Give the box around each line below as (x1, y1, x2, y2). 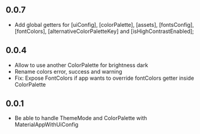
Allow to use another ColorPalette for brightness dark (14, 61, 148, 69)
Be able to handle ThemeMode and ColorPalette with (14, 115, 147, 122)
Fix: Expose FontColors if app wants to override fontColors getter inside (14, 74, 195, 82)
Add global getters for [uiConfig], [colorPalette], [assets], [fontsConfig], (14, 21, 195, 28)
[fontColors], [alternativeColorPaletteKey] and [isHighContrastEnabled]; (14, 27, 195, 35)
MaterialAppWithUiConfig (14, 121, 78, 129)
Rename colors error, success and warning (14, 68, 122, 75)
